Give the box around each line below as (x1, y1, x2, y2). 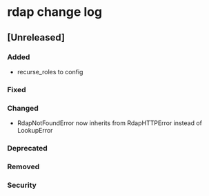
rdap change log (7, 4, 102, 20)
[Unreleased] (7, 32, 66, 43)
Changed (7, 103, 39, 113)
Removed (7, 162, 40, 171)
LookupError (17, 127, 53, 135)
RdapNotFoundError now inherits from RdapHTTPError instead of (17, 119, 202, 127)
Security (7, 180, 37, 190)
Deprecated (7, 144, 48, 153)
